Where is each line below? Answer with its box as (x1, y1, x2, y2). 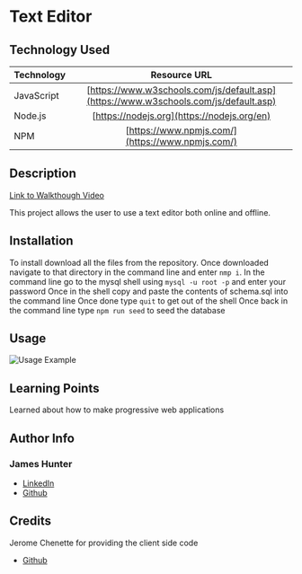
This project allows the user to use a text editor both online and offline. (9, 207, 271, 217)
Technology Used (9, 42, 111, 57)
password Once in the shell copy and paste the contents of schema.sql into (9, 286, 289, 296)
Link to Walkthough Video (9, 190, 105, 200)
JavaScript (13, 90, 60, 102)
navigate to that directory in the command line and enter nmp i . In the (9, 267, 265, 278)
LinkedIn (22, 478, 55, 489)
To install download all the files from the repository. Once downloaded (9, 257, 270, 268)
